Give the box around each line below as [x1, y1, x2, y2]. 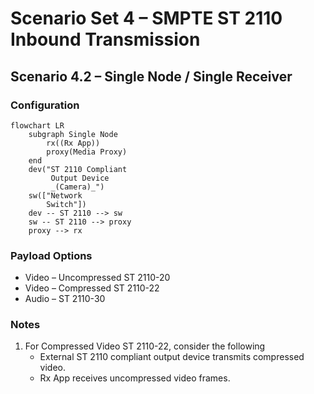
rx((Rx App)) [46, 138, 101, 148]
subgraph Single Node [28, 129, 118, 139]
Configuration [10, 98, 80, 112]
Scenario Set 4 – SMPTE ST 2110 [10, 7, 283, 30]
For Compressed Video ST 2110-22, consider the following [24, 340, 266, 352]
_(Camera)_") [50, 182, 105, 192]
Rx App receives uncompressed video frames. [39, 372, 231, 384]
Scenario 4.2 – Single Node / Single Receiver [10, 68, 293, 85]
